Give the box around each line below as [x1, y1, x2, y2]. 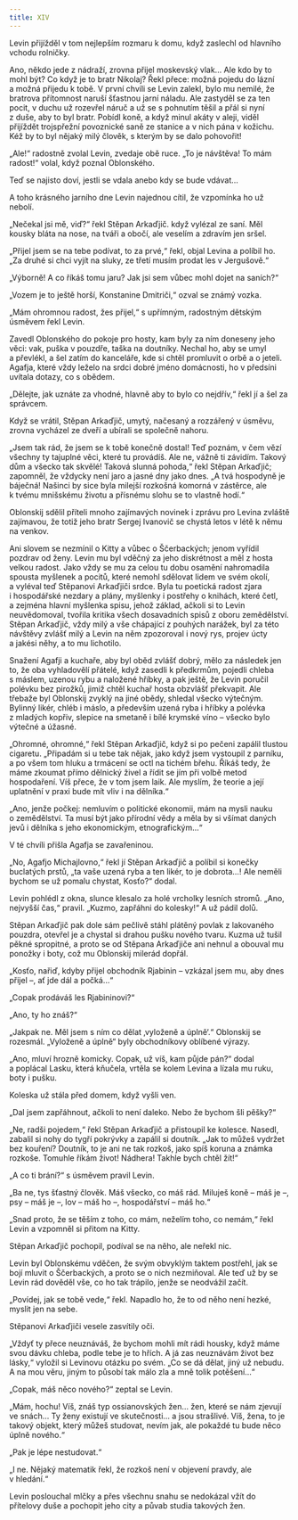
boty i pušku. [9, 1072, 58, 1083]
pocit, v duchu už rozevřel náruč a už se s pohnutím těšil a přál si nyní [9, 102, 265, 112]
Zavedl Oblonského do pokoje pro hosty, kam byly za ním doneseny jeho [9, 333, 276, 344]
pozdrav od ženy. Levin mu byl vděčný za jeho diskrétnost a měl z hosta [9, 552, 273, 563]
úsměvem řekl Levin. [9, 316, 85, 326]
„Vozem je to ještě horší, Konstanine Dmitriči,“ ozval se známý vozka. [9, 289, 262, 300]
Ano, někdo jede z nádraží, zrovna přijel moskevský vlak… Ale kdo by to [9, 64, 273, 75]
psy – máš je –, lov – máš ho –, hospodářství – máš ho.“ [9, 1196, 211, 1207]
